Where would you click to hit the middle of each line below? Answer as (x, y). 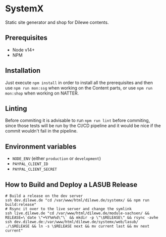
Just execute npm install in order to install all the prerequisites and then (79, 83)
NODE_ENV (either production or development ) (56, 158)
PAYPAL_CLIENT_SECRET (34, 169)
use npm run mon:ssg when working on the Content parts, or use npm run (79, 88)
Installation (23, 71)
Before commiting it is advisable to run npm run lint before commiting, (78, 120)
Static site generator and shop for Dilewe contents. (57, 22)
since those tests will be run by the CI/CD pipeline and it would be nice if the (83, 126)
